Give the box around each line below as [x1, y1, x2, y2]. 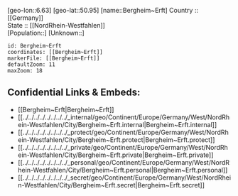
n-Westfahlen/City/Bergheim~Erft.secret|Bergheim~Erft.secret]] [17, 180, 205, 189]
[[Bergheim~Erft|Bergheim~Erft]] [17, 105, 114, 114]
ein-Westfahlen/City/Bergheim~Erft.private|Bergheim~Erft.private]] [17, 151, 214, 159]
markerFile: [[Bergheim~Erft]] [7, 55, 100, 62]
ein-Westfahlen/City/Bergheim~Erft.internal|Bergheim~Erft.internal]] [17, 120, 217, 129]
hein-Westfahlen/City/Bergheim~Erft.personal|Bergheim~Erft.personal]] [17, 165, 228, 174]
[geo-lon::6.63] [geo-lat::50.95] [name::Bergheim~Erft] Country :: [7, 6, 199, 14]
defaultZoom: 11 [7, 61, 55, 68]
